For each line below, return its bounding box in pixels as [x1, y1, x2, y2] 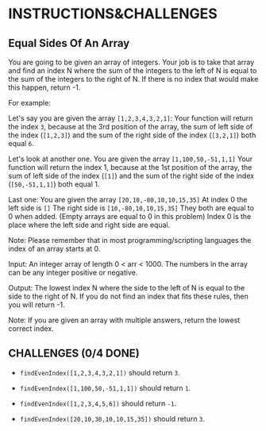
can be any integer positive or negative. [8, 267, 138, 277]
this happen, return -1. [8, 83, 81, 92]
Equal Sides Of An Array [8, 37, 130, 50]
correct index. [8, 324, 54, 333]
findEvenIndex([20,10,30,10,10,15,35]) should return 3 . [19, 414, 205, 423]
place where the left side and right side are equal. [8, 220, 171, 229]
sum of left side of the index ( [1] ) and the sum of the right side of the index [8, 171, 255, 180]
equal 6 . [8, 139, 34, 148]
